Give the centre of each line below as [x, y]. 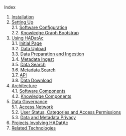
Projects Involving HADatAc [40, 123]
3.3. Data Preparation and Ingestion [48, 54]
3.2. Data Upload [29, 49]
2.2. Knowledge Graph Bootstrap [45, 33]
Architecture [24, 86]
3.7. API [19, 75]
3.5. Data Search [28, 65]
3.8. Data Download [32, 80]
